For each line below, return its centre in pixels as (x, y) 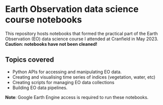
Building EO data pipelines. (40, 88)
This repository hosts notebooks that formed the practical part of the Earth (81, 33)
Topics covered (30, 60)
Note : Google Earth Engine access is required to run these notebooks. (77, 97)
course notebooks (43, 20)
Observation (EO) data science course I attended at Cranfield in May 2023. (82, 39)
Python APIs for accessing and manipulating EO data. (67, 72)
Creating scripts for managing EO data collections (63, 82)
